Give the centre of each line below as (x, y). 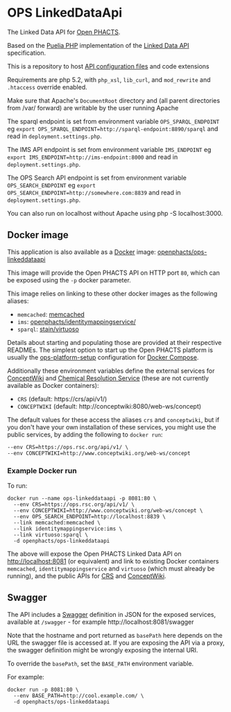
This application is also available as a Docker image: (82, 252)
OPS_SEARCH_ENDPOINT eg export (51, 185)
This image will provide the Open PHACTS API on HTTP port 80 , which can (113, 273)
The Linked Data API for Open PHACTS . (64, 32)
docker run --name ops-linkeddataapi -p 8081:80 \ (82, 499)
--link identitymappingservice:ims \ (68, 529)
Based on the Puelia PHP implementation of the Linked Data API (98, 45)
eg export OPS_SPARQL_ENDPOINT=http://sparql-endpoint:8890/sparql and (113, 128)
